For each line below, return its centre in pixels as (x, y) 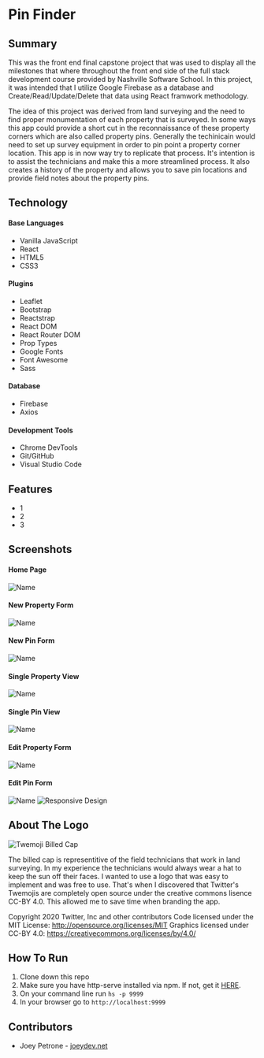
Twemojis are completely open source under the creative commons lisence (130, 893)
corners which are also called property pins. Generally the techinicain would (132, 136)
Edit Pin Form (30, 783)
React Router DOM (50, 334)
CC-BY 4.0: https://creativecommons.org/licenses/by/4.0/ (102, 933)
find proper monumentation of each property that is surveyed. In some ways (132, 119)
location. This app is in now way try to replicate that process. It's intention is (132, 153)
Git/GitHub (37, 456)
